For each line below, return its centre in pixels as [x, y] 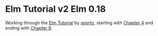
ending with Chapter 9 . [29, 28]
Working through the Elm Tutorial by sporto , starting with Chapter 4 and [79, 23]
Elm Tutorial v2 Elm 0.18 [56, 9]
